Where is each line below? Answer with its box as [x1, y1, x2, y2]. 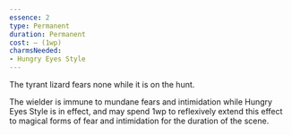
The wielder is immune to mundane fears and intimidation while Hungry [9, 97, 273, 107]
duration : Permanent [9, 30, 87, 38]
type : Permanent [9, 21, 70, 30]
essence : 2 [9, 13, 50, 22]
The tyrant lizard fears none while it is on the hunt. [9, 80, 195, 89]
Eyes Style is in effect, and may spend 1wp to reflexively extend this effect [9, 106, 283, 116]
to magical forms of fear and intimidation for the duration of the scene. [9, 115, 270, 126]
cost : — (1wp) [9, 38, 63, 47]
